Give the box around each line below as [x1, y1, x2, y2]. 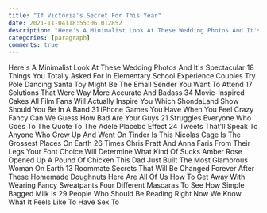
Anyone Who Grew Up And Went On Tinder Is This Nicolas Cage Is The [8, 130, 241, 139]
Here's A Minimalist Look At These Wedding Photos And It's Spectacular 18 [8, 63, 254, 72]
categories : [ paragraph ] [8, 33, 91, 42]
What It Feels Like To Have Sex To [8, 197, 120, 207]
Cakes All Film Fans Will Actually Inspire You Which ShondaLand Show [8, 97, 239, 106]
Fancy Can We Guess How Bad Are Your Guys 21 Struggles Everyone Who [8, 113, 252, 123]
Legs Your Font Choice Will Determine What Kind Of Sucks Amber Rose [8, 147, 242, 157]
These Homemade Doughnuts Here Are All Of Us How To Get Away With [8, 172, 246, 182]
